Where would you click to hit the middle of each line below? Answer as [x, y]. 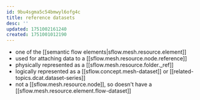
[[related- [182, 71]
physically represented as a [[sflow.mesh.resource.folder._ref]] [94, 65]
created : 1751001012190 [37, 35]
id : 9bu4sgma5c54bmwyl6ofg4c [43, 12]
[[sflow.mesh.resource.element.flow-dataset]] [73, 91]
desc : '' [17, 23]
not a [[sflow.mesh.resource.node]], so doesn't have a [83, 84]
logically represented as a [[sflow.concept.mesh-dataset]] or [92, 71]
